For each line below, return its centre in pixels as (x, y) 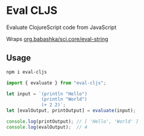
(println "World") (64, 99)
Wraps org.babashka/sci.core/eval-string (57, 39)
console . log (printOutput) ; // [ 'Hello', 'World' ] (72, 121)
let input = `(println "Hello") (47, 94)
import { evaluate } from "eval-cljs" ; (56, 83)
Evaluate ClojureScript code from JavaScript (61, 27)
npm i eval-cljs (27, 72)
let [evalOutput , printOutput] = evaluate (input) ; (71, 111)
